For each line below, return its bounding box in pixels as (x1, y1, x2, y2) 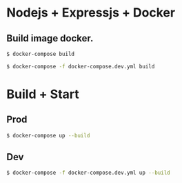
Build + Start (6, 86, 80, 102)
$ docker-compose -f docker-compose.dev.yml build (6, 63, 155, 70)
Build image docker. (6, 32, 94, 44)
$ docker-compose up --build (6, 132, 90, 139)
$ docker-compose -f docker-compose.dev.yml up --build (6, 169, 170, 177)
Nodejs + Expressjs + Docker (6, 5, 176, 21)
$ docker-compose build (6, 50, 75, 57)
